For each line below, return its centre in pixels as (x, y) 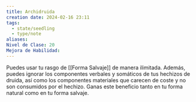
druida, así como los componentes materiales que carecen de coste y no (96, 80)
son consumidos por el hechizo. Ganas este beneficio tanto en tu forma (94, 86)
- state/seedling (33, 28)
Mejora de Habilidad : (33, 51)
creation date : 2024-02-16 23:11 (48, 17)
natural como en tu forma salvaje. (48, 92)
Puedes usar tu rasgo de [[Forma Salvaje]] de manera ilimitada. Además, (96, 67)
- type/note (27, 34)
